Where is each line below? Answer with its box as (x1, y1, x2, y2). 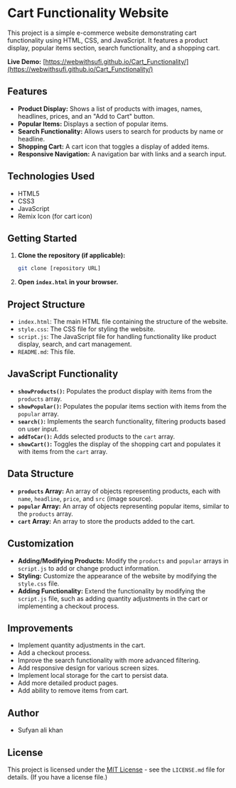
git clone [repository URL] (17, 265, 101, 272)
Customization (7, 538, 75, 550)
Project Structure (7, 298, 85, 311)
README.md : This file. (17, 347, 76, 356)
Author (7, 707, 39, 719)
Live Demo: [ (7, 57, 46, 65)
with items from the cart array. (17, 447, 108, 455)
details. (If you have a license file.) (7, 772, 108, 781)
